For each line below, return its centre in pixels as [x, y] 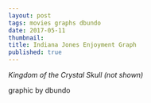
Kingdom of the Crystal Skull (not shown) [76, 75]
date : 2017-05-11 [37, 30]
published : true [35, 52]
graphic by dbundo [39, 90]
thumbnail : [26, 38]
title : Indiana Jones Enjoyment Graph [72, 45]
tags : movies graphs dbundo [55, 23]
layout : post [30, 15]
